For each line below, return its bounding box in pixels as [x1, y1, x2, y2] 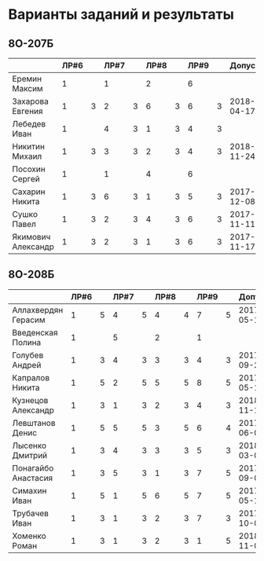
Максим [12, 83, 43, 93]
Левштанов [12, 417, 56, 428]
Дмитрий [12, 449, 48, 460]
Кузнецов [12, 394, 49, 405]
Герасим [12, 314, 46, 325]
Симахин [12, 485, 47, 496]
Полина [12, 336, 42, 347]
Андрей [12, 359, 42, 370]
